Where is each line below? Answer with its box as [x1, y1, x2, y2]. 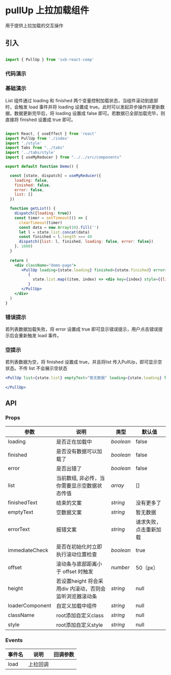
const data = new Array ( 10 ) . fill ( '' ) [18, 225, 99, 230]
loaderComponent [8, 602, 51, 609]
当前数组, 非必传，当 [55, 474, 105, 481]
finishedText [8, 499, 38, 506]
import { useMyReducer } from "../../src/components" [5, 155, 122, 160]
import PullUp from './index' [5, 136, 70, 141]
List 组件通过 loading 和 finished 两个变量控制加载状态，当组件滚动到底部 [5, 97, 159, 103]
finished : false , [14, 183, 51, 188]
